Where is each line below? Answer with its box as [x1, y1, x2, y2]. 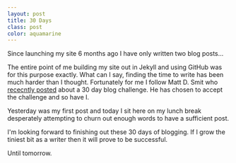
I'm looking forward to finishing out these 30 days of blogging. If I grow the [7, 128, 226, 136]
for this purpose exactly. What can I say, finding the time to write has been [7, 71, 224, 79]
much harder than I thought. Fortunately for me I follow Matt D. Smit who [7, 78, 218, 87]
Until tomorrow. [7, 149, 52, 157]
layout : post [7, 10, 46, 18]
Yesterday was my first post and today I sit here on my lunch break [7, 107, 201, 115]
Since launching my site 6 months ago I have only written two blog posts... [7, 49, 224, 58]
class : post [7, 23, 42, 30]
